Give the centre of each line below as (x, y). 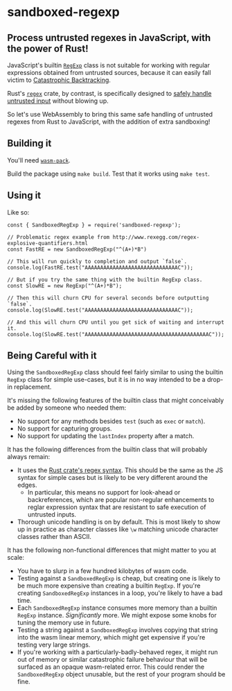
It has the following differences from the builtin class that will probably (107, 449)
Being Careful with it (52, 356)
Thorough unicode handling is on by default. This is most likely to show (118, 522)
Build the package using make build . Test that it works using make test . (108, 174)
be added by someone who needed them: (67, 408)
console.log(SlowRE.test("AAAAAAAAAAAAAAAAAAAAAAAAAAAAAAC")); (100, 310)
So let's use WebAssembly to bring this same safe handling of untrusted (110, 114)
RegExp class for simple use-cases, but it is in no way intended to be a (106, 380)
